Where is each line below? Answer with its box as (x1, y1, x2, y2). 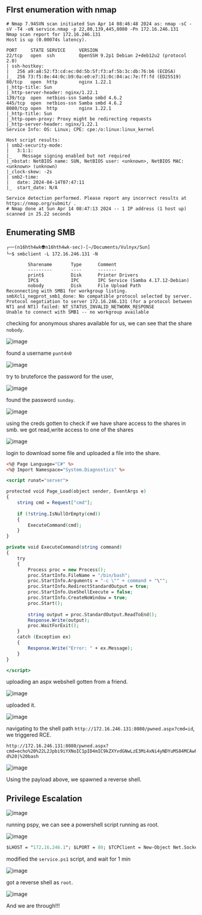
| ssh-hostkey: (6, 63, 44, 69)
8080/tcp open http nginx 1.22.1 (6, 105, 112, 111)
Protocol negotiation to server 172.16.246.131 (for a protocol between (6, 298, 192, 304)
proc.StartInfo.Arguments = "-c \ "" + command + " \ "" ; (28, 578, 168, 584)
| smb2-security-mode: (6, 142, 63, 148)
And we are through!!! (6, 902, 60, 910)
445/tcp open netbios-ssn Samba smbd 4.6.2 (6, 100, 122, 106)
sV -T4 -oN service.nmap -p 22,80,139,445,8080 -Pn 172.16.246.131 (6, 26, 179, 32)
